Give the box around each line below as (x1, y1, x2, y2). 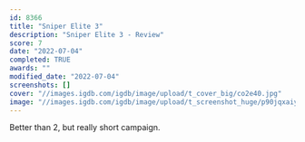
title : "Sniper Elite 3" (9, 22, 103, 31)
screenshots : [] (9, 80, 71, 90)
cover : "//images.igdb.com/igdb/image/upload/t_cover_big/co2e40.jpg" (9, 89, 282, 98)
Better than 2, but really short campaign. (9, 122, 161, 133)
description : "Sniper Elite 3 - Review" (9, 30, 165, 39)
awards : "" (9, 64, 51, 73)
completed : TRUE (9, 55, 71, 64)
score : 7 (9, 38, 43, 48)
